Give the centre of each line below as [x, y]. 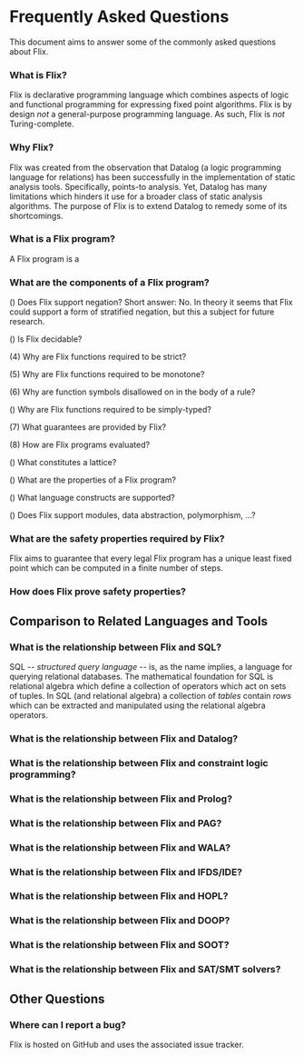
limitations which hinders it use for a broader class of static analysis [136, 196]
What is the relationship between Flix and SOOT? [119, 945]
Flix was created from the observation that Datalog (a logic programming [145, 167]
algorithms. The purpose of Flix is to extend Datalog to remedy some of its [148, 205]
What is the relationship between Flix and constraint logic [139, 763]
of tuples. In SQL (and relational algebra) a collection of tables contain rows [151, 696]
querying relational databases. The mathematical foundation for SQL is [142, 677]
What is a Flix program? [63, 239]
